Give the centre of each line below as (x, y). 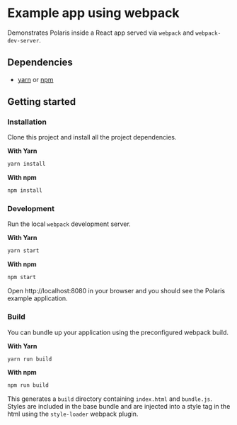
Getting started (42, 102)
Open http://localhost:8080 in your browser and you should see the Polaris (116, 291)
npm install (25, 191)
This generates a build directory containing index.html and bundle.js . (110, 399)
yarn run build (30, 359)
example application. (38, 298)
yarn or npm (35, 79)
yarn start (23, 251)
